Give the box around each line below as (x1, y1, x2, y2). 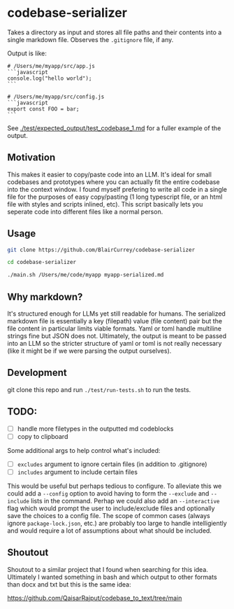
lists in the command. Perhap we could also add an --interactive (31, 496, 220, 505)
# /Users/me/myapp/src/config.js (7, 93, 105, 100)
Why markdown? (7, 290, 83, 302)
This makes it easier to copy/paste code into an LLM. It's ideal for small (7, 170, 212, 178)
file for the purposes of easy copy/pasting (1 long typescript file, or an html (7, 192, 223, 201)
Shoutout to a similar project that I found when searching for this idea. (7, 565, 208, 573)
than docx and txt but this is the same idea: (7, 580, 131, 589)
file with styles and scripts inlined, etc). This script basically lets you (7, 199, 203, 208)
